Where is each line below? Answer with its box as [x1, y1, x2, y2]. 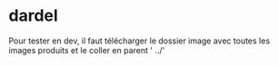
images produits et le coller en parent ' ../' [8, 44, 165, 55]
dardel [8, 5, 58, 26]
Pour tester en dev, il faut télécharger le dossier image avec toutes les [8, 35, 270, 46]
